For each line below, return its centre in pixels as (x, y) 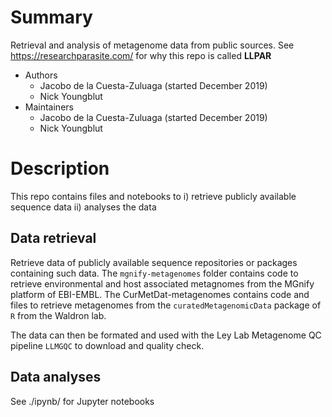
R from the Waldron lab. (58, 315)
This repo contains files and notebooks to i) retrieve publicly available (153, 196)
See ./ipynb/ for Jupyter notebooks (82, 401)
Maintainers (49, 107)
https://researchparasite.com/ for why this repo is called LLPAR (141, 55)
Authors (41, 75)
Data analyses (56, 377)
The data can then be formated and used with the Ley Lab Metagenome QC (166, 335)
